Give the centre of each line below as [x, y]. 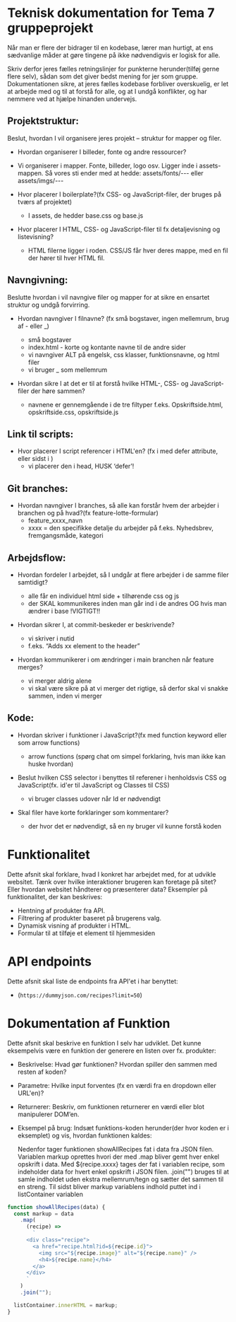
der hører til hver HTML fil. [66, 258]
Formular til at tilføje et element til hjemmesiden [86, 933]
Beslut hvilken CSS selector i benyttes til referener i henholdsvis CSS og [122, 777]
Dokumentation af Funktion [89, 1023]
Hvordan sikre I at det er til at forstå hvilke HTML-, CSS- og [103, 383]
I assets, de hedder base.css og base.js [86, 215]
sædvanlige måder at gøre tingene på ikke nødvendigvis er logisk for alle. [114, 55]
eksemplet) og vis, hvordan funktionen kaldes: [85, 1135]
